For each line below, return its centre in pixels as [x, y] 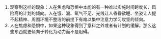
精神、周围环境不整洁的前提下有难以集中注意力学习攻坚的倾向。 [83, 19]
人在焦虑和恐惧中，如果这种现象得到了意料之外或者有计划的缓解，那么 [81, 25]
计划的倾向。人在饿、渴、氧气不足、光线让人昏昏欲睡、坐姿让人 [87, 13]
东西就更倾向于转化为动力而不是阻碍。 [53, 31]
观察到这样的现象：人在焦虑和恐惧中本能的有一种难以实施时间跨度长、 [81, 7]
